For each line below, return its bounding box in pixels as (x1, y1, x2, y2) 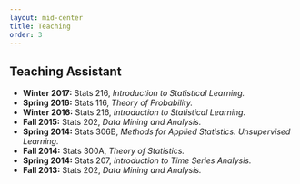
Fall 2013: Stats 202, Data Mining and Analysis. (22, 165, 202, 176)
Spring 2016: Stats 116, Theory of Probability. (22, 97, 194, 109)
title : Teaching (9, 22, 71, 31)
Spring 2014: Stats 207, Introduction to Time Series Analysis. (22, 155, 252, 166)
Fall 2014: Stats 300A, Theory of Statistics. (22, 146, 185, 157)
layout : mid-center (9, 13, 84, 23)
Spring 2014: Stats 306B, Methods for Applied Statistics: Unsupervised (22, 126, 291, 137)
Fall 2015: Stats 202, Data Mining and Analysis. (22, 117, 202, 128)
